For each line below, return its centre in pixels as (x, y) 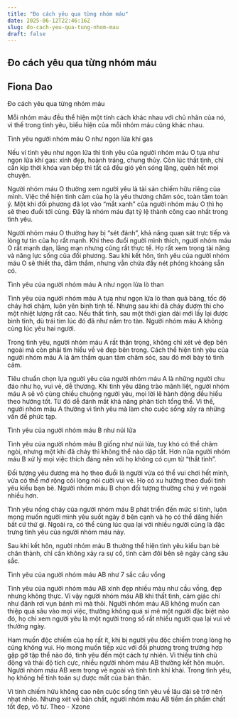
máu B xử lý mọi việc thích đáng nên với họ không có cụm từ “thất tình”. (112, 459)
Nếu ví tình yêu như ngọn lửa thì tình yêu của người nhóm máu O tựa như (113, 153)
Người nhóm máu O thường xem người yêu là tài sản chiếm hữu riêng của (114, 189)
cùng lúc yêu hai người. (42, 328)
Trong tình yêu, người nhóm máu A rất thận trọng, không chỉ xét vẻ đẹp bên (117, 343)
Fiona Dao (30, 87)
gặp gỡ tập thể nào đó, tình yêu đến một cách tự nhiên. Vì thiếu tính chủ (113, 655)
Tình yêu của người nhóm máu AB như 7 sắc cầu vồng (86, 575)
